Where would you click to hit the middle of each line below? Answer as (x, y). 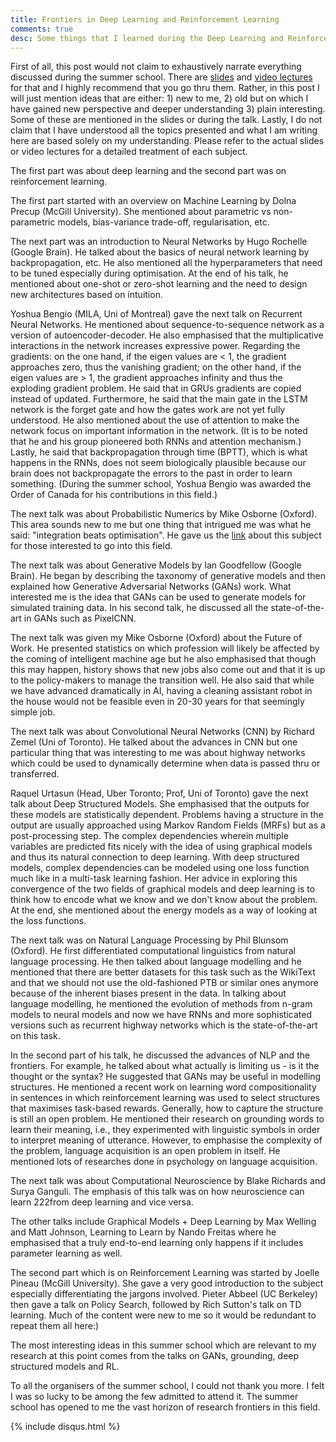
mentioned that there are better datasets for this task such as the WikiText (163, 972)
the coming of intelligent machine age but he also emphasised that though (163, 659)
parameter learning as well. (66, 1253)
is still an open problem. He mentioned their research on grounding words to (167, 1119)
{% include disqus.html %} (65, 1427)
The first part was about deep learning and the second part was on (148, 171)
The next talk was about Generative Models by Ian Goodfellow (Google (156, 565)
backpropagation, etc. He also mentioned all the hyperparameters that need (166, 263)
